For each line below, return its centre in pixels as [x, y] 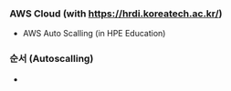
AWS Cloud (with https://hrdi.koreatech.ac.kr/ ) [116, 14]
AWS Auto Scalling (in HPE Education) [94, 34]
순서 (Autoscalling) [52, 59]
